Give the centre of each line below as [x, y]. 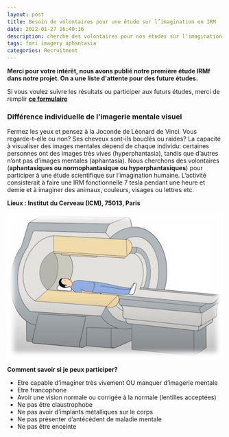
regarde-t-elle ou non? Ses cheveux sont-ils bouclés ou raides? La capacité [114, 139]
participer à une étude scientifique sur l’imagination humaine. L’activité [107, 176]
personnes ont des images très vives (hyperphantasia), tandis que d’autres [113, 154]
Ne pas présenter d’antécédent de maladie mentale [89, 419]
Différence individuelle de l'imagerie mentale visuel [95, 117]
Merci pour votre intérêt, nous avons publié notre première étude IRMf [109, 71]
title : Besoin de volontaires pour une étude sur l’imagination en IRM [111, 22]
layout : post [26, 14]
